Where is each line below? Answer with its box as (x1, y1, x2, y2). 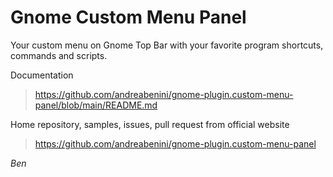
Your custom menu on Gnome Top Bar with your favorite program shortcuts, (10, 39, 324, 51)
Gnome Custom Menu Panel (10, 6, 247, 29)
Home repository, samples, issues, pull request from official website (10, 118, 290, 130)
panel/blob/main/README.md (34, 99, 158, 111)
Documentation (10, 69, 74, 81)
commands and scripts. (10, 49, 108, 61)
